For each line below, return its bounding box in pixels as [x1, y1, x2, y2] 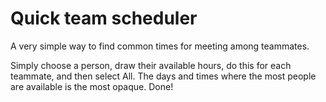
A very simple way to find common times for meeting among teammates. [10, 40, 310, 52]
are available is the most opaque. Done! [10, 80, 174, 92]
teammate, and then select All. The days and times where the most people [10, 70, 317, 82]
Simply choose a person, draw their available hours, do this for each [10, 59, 292, 71]
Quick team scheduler [10, 7, 198, 30]
